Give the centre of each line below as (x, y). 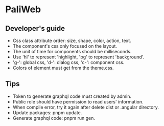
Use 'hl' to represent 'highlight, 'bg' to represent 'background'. (78, 57)
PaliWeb (23, 9)
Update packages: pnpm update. (47, 112)
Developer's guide (35, 28)
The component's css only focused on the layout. (65, 46)
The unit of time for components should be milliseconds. (72, 51)
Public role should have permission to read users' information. (78, 101)
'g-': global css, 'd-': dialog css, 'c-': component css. (68, 62)
